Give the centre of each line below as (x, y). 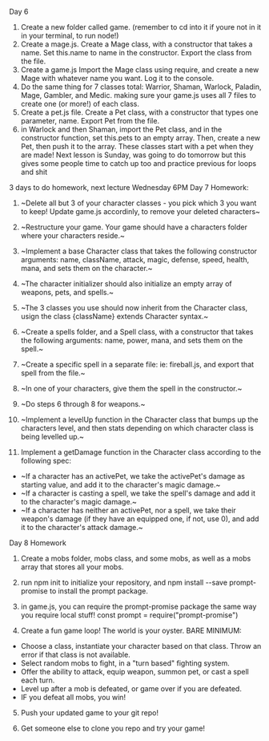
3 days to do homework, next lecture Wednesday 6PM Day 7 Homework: (129, 187)
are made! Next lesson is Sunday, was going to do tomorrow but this (133, 155)
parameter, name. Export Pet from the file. (90, 121)
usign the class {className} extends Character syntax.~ (114, 316)
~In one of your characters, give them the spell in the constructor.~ (131, 389)
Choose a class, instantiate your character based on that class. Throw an (141, 646)
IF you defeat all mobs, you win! (73, 697)
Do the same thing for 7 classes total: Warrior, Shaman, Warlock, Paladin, (141, 87)
